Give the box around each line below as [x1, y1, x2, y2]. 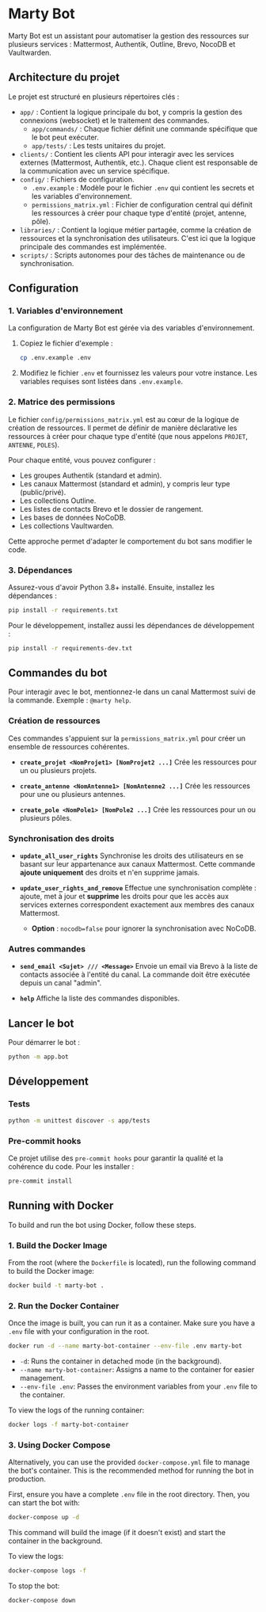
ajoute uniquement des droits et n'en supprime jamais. [19, 868, 200, 878]
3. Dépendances [8, 564, 73, 575]
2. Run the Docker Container [8, 1300, 120, 1311]
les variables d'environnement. [31, 191, 132, 200]
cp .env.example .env [19, 354, 91, 362]
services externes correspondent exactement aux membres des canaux [19, 900, 255, 909]
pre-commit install [8, 1177, 73, 1185]
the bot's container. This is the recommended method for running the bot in [8, 1466, 254, 1476]
